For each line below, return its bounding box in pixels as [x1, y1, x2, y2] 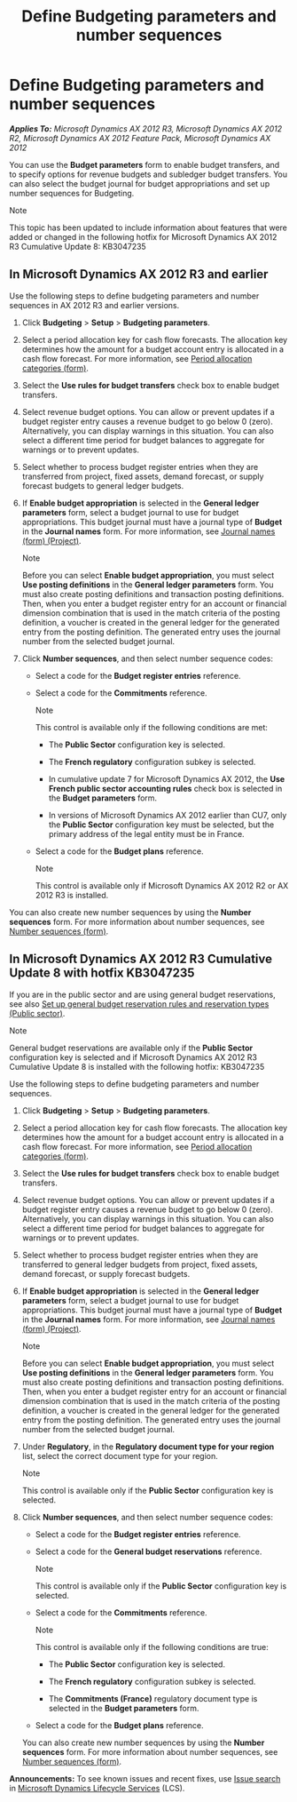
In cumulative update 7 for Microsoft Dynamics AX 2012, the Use [48, 773, 285, 784]
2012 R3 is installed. [35, 889, 109, 900]
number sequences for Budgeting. [9, 187, 135, 198]
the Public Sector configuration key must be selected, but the [48, 819, 275, 830]
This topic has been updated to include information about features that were [9, 222, 288, 233]
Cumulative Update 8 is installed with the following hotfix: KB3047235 [9, 1061, 265, 1072]
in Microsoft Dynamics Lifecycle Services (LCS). [9, 1782, 185, 1793]
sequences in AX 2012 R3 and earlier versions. [9, 299, 180, 310]
